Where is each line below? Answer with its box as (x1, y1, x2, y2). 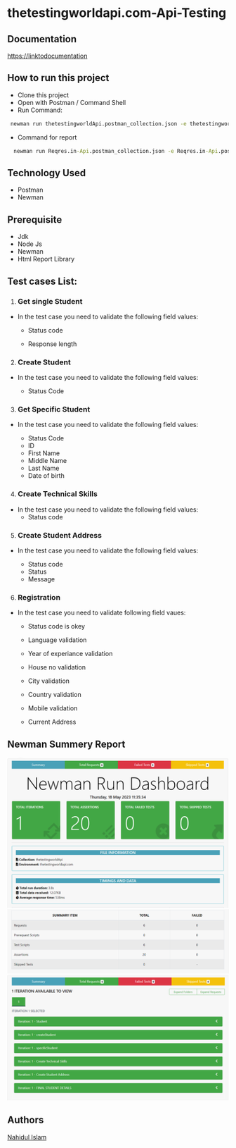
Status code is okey (27, 622, 86, 631)
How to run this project (7, 72, 110, 84)
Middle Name (27, 457, 67, 465)
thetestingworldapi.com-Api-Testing (7, 5, 227, 21)
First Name (27, 449, 60, 457)
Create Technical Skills (17, 489, 98, 499)
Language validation (27, 636, 87, 644)
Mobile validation (27, 704, 78, 712)
